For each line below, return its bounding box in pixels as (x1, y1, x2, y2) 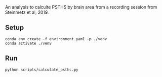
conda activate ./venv (5, 41, 52, 46)
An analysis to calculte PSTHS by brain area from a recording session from (5, 4, 157, 10)
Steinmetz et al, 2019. (5, 9, 49, 15)
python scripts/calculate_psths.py (5, 67, 79, 72)
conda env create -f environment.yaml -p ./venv (5, 36, 107, 41)
